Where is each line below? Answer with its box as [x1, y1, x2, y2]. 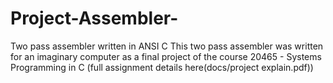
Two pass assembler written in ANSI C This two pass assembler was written [10, 40, 324, 52]
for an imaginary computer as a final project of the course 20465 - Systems [10, 50, 322, 62]
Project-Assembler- [10, 7, 179, 30]
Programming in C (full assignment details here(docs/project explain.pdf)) [10, 61, 314, 73]
